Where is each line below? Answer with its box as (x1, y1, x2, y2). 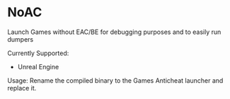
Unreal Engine (17, 62, 59, 71)
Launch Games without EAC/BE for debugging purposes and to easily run (7, 28, 222, 36)
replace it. (7, 83, 37, 92)
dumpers (7, 35, 34, 43)
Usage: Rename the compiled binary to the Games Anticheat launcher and (7, 76, 224, 85)
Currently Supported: (7, 49, 69, 57)
